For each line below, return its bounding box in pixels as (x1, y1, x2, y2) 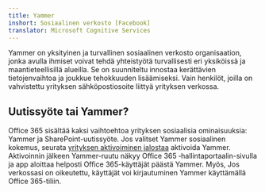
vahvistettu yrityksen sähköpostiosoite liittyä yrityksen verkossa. (8, 82, 220, 91)
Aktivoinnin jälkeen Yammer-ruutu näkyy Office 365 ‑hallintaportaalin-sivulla (8, 152, 258, 161)
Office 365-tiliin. (8, 176, 62, 186)
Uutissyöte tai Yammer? (8, 105, 129, 118)
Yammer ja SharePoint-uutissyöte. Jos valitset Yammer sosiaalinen (8, 134, 226, 144)
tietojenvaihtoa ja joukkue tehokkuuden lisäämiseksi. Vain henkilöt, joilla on (8, 73, 253, 83)
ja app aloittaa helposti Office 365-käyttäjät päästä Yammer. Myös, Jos (8, 159, 240, 169)
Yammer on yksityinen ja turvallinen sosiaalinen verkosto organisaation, (8, 48, 242, 58)
